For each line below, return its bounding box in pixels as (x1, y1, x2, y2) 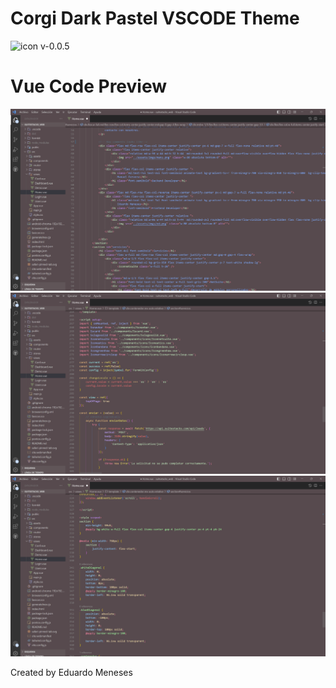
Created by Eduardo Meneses (10, 666, 133, 678)
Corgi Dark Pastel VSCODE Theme (10, 7, 300, 30)
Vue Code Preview (10, 75, 168, 98)
